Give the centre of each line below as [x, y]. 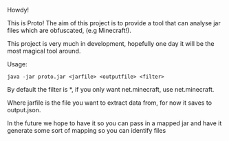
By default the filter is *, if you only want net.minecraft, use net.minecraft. [111, 89]
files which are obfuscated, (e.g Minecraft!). [69, 30]
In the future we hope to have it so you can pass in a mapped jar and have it [115, 123]
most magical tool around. [44, 51]
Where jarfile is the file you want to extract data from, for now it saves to [109, 103]
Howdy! [18, 10]
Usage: [17, 64]
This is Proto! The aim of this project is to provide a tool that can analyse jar [114, 23]
